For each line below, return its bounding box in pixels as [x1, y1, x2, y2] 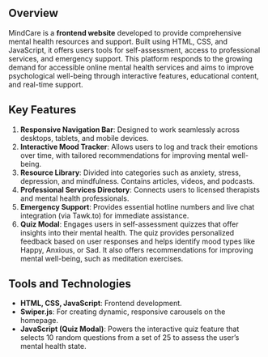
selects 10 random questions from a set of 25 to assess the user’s [19, 333, 240, 342]
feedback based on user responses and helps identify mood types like [19, 236, 256, 246]
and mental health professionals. [19, 193, 130, 203]
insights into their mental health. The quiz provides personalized [19, 227, 235, 237]
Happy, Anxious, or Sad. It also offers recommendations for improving [19, 244, 253, 254]
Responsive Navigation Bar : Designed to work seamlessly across [19, 125, 240, 134]
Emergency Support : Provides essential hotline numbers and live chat [19, 202, 255, 211]
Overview [8, 6, 59, 20]
